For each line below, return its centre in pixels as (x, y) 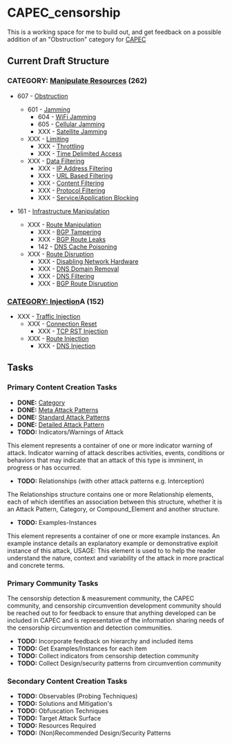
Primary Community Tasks (53, 583)
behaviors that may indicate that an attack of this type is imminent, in (105, 460)
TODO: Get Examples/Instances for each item (82, 648)
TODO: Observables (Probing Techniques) (77, 696)
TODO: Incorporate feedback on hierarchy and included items (105, 641)
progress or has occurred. (44, 467)
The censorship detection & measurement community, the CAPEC (101, 598)
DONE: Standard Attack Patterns (64, 417)
